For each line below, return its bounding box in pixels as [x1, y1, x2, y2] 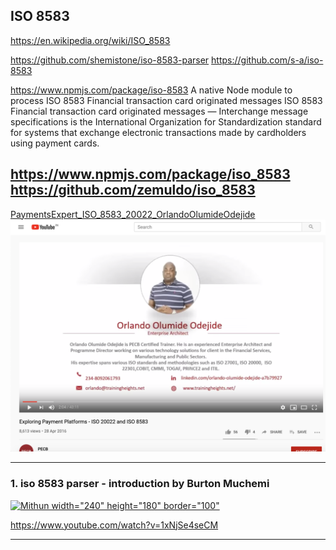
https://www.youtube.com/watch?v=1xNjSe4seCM [10, 519, 219, 531]
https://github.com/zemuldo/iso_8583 [10, 182, 256, 199]
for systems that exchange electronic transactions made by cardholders [10, 126, 307, 138]
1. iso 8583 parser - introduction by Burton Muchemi [10, 477, 270, 491]
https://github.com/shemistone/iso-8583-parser [10, 54, 210, 66]
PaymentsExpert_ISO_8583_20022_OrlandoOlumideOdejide [10, 208, 256, 220]
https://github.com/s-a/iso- [211, 54, 324, 66]
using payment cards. [10, 137, 100, 149]
